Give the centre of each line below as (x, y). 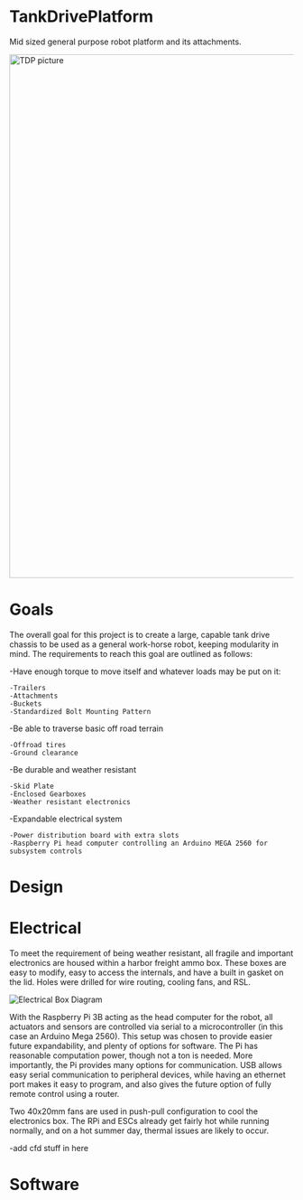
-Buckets (26, 703)
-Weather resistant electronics (70, 802)
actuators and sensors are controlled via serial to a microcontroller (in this (147, 1027)
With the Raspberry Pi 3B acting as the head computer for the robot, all (141, 1017)
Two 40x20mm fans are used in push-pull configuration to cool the (134, 1111)
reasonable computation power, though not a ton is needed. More (131, 1055)
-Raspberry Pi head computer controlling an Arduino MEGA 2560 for (139, 843)
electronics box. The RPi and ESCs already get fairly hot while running (139, 1121)
